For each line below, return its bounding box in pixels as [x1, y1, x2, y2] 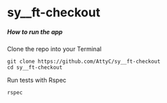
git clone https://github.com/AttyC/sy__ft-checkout [7, 58, 161, 65]
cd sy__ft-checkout [7, 64, 63, 71]
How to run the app [7, 27, 63, 35]
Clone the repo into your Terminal [7, 45, 102, 53]
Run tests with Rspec [7, 76, 67, 85]
